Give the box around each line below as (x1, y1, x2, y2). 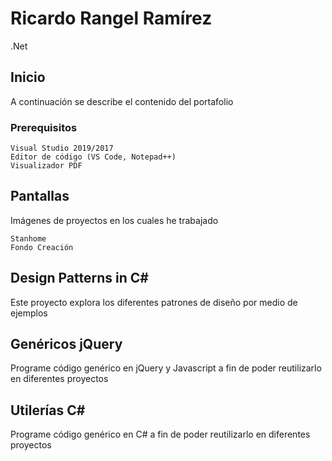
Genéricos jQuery (10, 336, 123, 353)
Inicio (10, 69, 46, 86)
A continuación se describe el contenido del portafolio (10, 95, 234, 107)
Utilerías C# (10, 402, 86, 419)
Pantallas (10, 188, 70, 205)
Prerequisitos (10, 120, 78, 134)
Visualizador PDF (10, 161, 83, 171)
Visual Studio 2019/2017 (10, 143, 114, 154)
